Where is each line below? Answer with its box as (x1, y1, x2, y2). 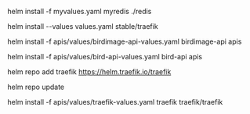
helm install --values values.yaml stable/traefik (7, 22, 158, 30)
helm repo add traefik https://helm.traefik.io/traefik (7, 67, 172, 77)
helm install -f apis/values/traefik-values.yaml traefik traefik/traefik (7, 98, 223, 106)
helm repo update (7, 82, 65, 91)
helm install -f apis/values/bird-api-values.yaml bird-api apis (7, 52, 203, 61)
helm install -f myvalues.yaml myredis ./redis (7, 7, 152, 16)
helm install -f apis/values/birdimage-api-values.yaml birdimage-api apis (7, 37, 242, 46)
